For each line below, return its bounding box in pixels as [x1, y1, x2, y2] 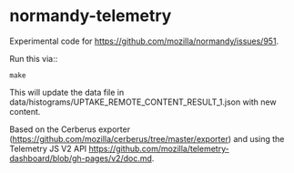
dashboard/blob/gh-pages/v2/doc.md [9, 152, 153, 164]
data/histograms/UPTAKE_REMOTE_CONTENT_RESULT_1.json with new [9, 97, 277, 107]
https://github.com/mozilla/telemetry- [88, 143, 229, 154]
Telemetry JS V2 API [9, 143, 87, 154]
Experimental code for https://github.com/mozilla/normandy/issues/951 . [9, 36, 279, 46]
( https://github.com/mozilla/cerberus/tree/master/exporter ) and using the [9, 133, 285, 144]
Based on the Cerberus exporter [9, 124, 130, 135]
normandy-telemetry [9, 5, 172, 26]
